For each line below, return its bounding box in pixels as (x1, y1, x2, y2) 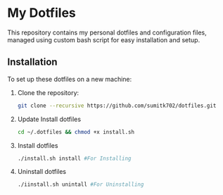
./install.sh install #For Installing (17, 155, 132, 162)
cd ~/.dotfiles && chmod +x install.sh (17, 128, 135, 135)
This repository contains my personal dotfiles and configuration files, (7, 28, 208, 37)
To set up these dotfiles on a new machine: (7, 75, 132, 83)
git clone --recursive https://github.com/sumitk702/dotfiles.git (17, 102, 217, 109)
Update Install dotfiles (17, 115, 82, 123)
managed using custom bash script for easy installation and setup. (7, 35, 200, 44)
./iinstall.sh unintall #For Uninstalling (17, 181, 144, 188)
